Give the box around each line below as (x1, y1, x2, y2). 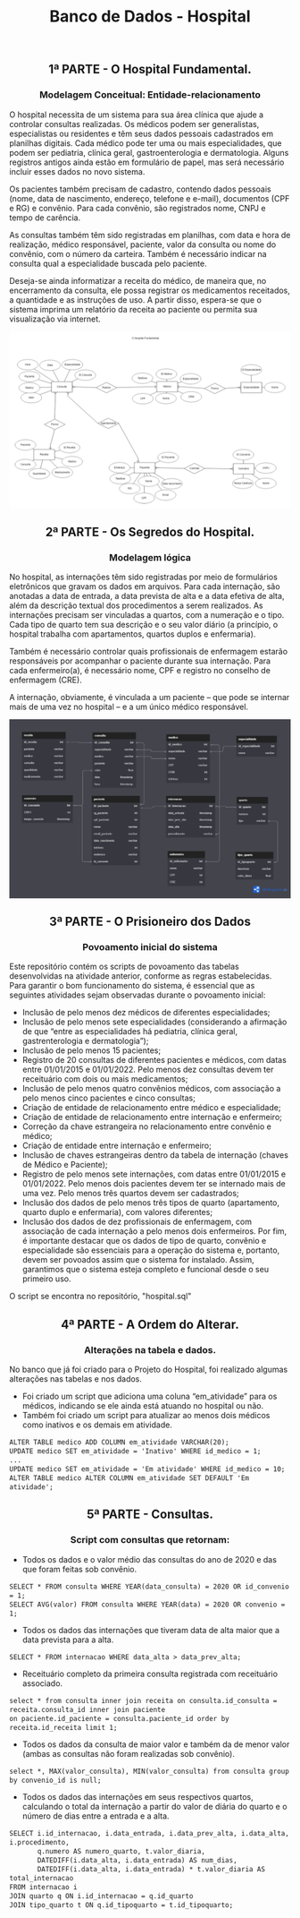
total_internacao (9, 1873, 74, 1882)
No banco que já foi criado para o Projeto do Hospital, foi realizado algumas (9, 1364, 288, 1375)
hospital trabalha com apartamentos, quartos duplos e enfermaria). (9, 629, 256, 639)
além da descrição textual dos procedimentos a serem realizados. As (9, 600, 263, 611)
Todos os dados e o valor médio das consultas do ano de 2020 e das (21, 1554, 277, 1564)
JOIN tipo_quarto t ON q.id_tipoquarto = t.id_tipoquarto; (9, 1900, 234, 1909)
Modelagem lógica (108, 551, 192, 563)
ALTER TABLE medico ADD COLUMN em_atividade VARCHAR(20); (9, 1438, 229, 1447)
